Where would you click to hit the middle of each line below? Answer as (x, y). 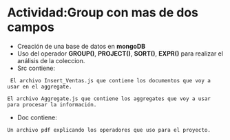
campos (31, 27)
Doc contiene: (37, 117)
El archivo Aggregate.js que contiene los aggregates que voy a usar (109, 98)
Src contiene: (36, 68)
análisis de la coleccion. (51, 60)
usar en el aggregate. (40, 86)
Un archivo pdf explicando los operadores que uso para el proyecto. (109, 130)
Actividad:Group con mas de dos (103, 13)
